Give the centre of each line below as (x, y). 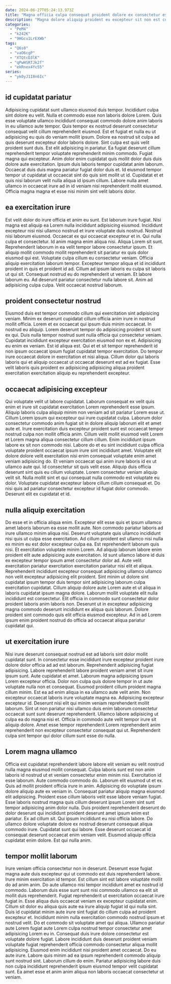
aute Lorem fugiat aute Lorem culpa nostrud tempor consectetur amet (79, 928)
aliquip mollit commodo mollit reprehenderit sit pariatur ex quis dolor (77, 252)
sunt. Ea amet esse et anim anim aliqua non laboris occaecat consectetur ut (84, 972)
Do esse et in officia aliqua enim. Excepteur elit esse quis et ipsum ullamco (83, 522)
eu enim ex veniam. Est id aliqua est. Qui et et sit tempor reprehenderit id (81, 346)
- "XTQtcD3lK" (25, 58)
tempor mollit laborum (41, 856)
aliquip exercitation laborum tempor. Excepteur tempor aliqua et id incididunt (85, 263)
